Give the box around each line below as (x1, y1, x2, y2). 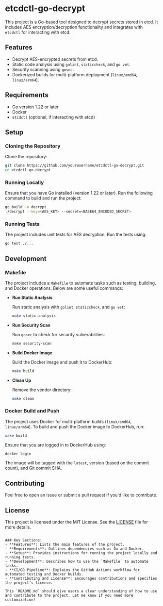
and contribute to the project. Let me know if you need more (5, 593, 133, 598)
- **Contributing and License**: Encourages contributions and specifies (5, 576, 158, 581)
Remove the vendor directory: (12, 387, 72, 393)
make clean (12, 396, 34, 401)
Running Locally (5, 179, 44, 186)
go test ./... (5, 241, 34, 246)
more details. (5, 524, 32, 530)
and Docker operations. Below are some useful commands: (5, 285, 124, 291)
